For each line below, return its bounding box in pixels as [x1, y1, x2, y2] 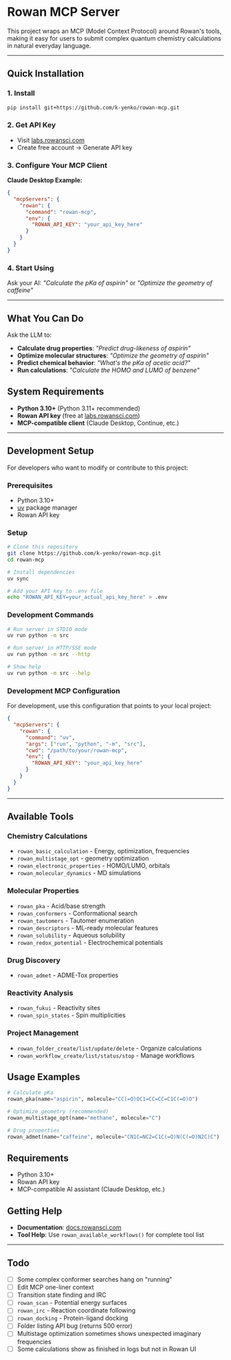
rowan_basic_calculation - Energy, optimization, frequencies [16, 847, 190, 855]
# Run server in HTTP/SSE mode [7, 644, 97, 652]
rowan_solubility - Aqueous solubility [16, 931, 126, 939]
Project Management [7, 1029, 79, 1038]
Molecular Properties [7, 886, 79, 896]
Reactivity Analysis [7, 988, 74, 998]
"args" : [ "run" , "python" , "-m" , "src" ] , [25, 741, 146, 747]
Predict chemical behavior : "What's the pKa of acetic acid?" [16, 358, 191, 366]
